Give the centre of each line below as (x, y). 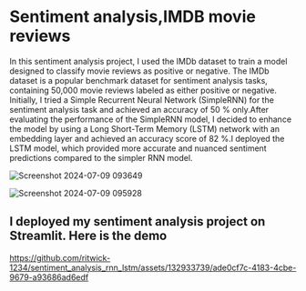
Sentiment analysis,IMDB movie (133, 17)
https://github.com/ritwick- (60, 257)
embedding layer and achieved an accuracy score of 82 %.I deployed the (147, 138)
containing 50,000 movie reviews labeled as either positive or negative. (143, 90)
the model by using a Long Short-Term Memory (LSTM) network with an (145, 128)
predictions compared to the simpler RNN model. (101, 157)
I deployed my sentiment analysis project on (138, 221)
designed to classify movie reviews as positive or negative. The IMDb (140, 71)
